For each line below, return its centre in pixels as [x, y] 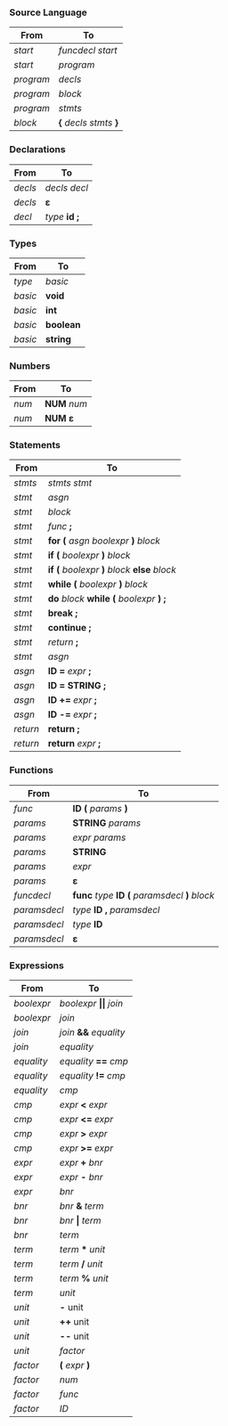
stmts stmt [69, 483]
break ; [63, 614]
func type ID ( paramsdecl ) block [144, 895]
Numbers [30, 365]
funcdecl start [88, 51]
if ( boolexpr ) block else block [112, 570]
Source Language [48, 12]
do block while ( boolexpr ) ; [107, 599]
